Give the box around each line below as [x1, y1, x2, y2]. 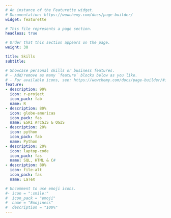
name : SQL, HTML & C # [10, 158, 56, 163]
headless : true [5, 31, 38, 36]
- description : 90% [5, 87, 47, 92]
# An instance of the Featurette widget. [5, 7, 95, 13]
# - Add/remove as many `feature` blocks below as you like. [5, 72, 138, 78]
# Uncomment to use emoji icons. [5, 186, 76, 191]
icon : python [10, 129, 38, 135]
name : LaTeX [10, 177, 36, 182]
